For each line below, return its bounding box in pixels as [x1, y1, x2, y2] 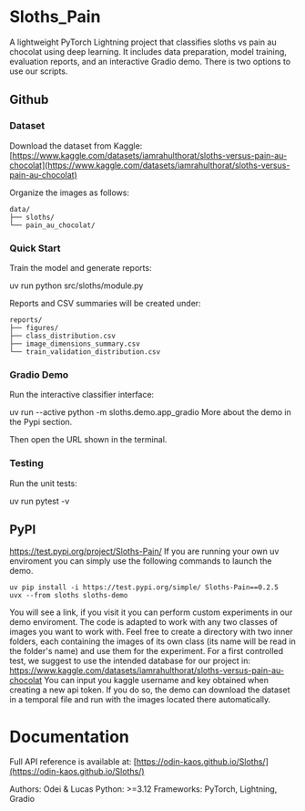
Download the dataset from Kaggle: [9, 140, 143, 151]
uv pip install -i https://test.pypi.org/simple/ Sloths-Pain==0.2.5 [9, 583, 280, 592]
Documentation [9, 726, 130, 747]
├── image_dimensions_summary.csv [9, 339, 141, 348]
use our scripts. [9, 66, 68, 77]
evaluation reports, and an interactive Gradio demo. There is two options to [9, 56, 291, 67]
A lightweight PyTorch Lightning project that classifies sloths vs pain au [9, 36, 277, 47]
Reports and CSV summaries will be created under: [9, 297, 202, 308]
